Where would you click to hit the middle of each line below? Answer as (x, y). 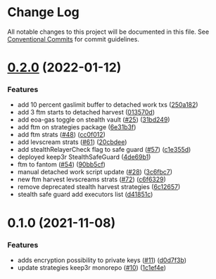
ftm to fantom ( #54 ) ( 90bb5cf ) (61, 164)
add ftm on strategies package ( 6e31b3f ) (77, 127)
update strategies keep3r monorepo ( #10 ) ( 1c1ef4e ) (92, 267)
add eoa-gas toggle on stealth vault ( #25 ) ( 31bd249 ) (94, 119)
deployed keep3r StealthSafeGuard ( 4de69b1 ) (84, 157)
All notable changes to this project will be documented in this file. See (108, 32)
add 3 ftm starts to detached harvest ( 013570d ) (86, 112)
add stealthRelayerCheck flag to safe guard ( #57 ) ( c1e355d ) (104, 150)
